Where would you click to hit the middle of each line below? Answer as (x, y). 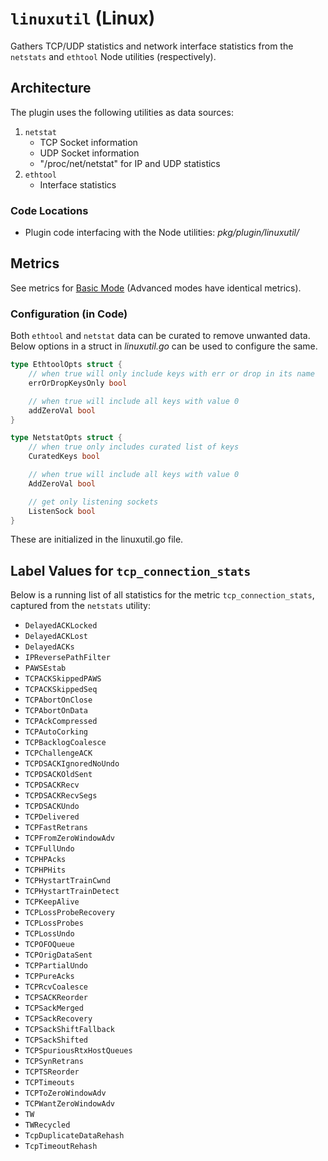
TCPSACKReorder (56, 998)
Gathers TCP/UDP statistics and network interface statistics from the (152, 46)
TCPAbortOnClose (58, 700)
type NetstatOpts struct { (66, 438)
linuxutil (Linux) (83, 18)
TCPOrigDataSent (58, 955)
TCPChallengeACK (58, 753)
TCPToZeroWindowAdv (65, 1093)
